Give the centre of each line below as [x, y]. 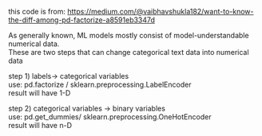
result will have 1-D [40, 93]
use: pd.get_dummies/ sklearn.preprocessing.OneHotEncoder [110, 117]
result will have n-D [40, 125]
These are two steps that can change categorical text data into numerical [129, 52]
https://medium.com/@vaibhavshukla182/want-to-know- [161, 12]
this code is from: [37, 12]
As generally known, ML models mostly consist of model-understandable [129, 35]
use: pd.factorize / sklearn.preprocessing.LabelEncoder [100, 84]
